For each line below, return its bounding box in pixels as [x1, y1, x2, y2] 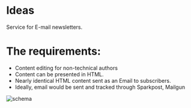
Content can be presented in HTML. [14, 70, 104, 78]
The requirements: [6, 44, 101, 58]
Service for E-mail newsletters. [6, 23, 83, 31]
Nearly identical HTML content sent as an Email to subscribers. [14, 77, 171, 84]
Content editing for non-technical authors [14, 64, 118, 71]
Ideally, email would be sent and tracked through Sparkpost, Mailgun [14, 83, 185, 91]
